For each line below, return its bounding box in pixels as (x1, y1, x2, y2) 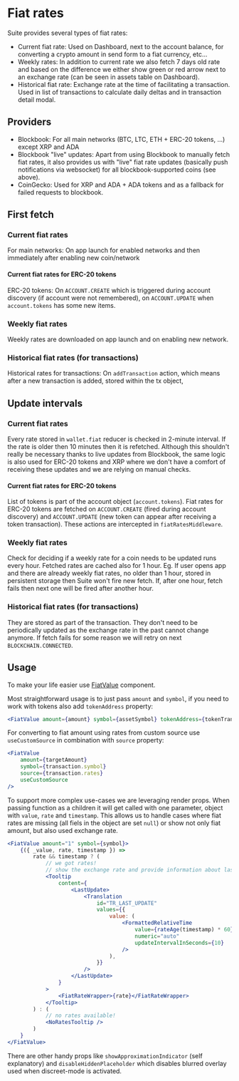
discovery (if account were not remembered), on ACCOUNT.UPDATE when (7, 294, 214, 302)
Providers (7, 116, 52, 128)
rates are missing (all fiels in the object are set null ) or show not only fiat (7, 818, 221, 827)
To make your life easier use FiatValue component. (7, 681, 156, 689)
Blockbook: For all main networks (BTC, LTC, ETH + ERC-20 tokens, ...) (17, 135, 225, 143)
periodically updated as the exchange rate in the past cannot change (7, 626, 209, 634)
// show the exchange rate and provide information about (45, 867, 221, 874)
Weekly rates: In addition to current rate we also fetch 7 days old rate (17, 57, 221, 66)
